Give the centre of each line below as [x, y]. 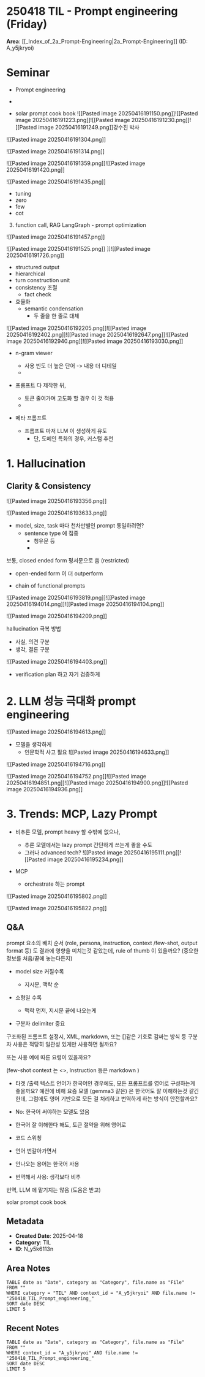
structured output [37, 267]
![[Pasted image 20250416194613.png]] [56, 732]
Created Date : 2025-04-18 [49, 1236]
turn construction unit [43, 280]
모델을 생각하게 [33, 744]
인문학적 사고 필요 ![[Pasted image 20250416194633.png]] [97, 752]
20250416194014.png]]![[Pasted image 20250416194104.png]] [85, 604]
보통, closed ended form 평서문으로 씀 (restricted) [68, 560]
